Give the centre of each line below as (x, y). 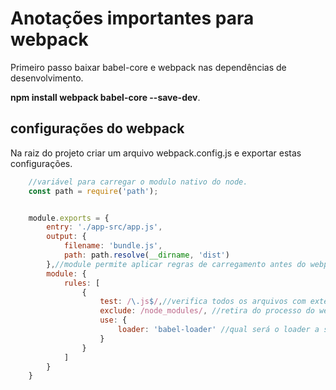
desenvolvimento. (47, 78)
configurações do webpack (97, 128)
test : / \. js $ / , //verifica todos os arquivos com (203, 302)
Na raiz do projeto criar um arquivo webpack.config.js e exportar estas (156, 153)
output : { (66, 237)
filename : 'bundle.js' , (113, 246)
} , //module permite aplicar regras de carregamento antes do (176, 264)
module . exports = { (69, 218)
